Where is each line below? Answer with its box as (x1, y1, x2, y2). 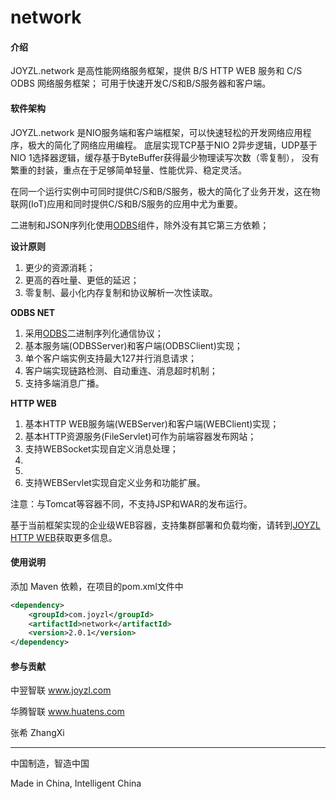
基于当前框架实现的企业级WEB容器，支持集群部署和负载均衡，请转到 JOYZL (10, 519, 321, 531)
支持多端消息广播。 (24, 377, 105, 389)
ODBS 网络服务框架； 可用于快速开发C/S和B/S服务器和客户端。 (10, 77, 272, 90)
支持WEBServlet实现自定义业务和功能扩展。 (24, 476, 206, 488)
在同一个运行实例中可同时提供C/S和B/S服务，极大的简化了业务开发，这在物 (10, 185, 321, 197)
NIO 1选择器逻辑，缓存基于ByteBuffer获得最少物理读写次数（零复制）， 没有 (10, 151, 320, 163)
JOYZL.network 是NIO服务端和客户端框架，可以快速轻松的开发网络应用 (10, 126, 303, 138)
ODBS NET (10, 306, 56, 318)
